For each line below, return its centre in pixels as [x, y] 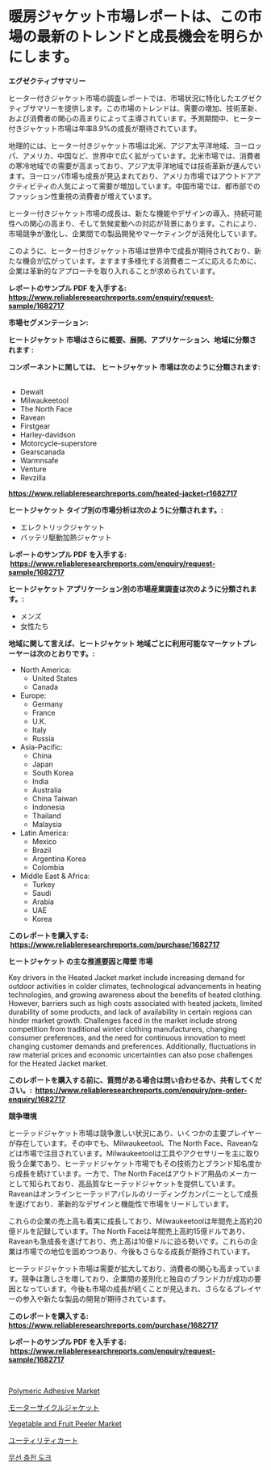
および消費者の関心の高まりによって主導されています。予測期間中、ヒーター [135, 118]
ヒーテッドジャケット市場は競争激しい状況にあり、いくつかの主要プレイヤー [135, 1133]
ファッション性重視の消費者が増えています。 [82, 196]
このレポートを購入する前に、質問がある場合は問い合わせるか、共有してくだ [135, 1079]
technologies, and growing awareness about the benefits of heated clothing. [135, 995]
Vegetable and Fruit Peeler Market [65, 1423]
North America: [45, 670]
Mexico [44, 841]
